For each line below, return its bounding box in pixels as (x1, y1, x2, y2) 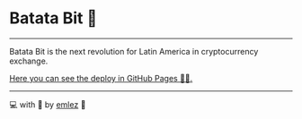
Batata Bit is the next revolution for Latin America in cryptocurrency (9, 46, 259, 56)
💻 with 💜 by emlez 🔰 (9, 98, 86, 110)
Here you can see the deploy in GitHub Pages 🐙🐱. (9, 72, 193, 83)
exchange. (9, 55, 49, 66)
